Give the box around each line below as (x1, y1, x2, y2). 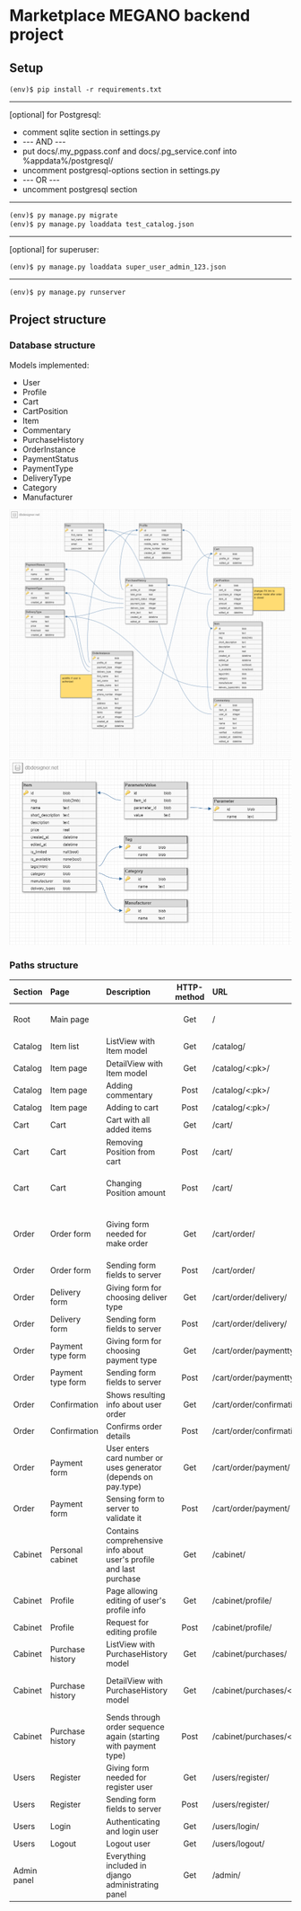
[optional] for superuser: (9, 244, 100, 254)
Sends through (106, 1712, 161, 1722)
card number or (106, 1453, 164, 1464)
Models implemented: (9, 359, 90, 370)
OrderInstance (21, 444, 76, 455)
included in (106, 1861, 147, 1871)
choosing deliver (106, 1291, 168, 1303)
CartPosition (21, 405, 69, 416)
